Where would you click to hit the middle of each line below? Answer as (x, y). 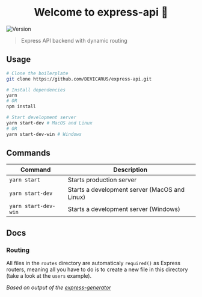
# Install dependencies (36, 90)
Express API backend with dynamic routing (74, 40)
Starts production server (102, 180)
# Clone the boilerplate (37, 73)
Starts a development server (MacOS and (126, 190)
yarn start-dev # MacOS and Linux (50, 123)
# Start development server (41, 117)
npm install (21, 107)
